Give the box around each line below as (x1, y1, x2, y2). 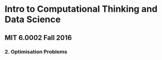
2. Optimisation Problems (4, 48, 68, 55)
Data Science (4, 14, 61, 25)
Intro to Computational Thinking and (4, 3, 158, 15)
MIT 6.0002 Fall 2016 (4, 33, 72, 42)
